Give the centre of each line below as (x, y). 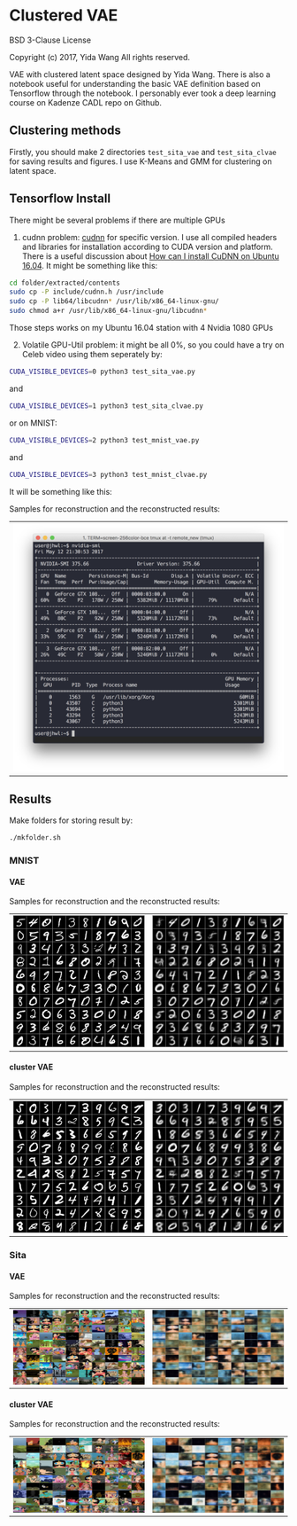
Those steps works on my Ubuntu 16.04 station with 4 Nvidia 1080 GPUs (141, 328)
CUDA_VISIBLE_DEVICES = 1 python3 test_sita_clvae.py (106, 406)
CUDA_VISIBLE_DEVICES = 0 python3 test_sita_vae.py (103, 372)
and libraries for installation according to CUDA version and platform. (148, 247)
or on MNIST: (33, 423)
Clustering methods (65, 131)
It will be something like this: (61, 491)
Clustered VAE (64, 16)
